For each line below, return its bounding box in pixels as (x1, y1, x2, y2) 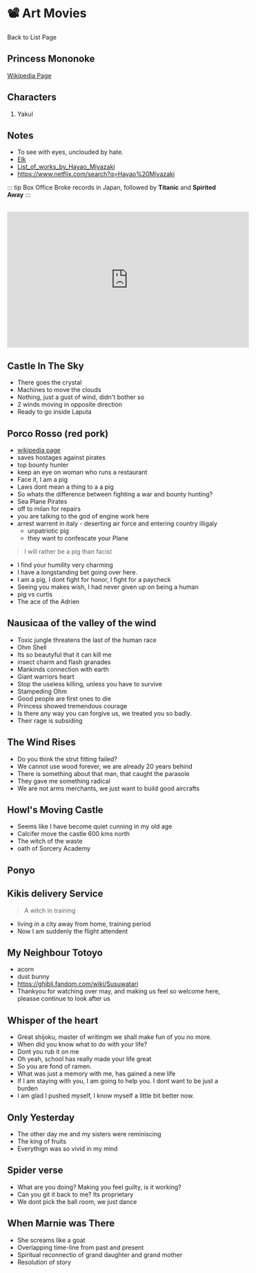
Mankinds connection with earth (17, 665, 109, 673)
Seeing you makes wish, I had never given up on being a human (17, 583, 199, 591)
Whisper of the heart (7, 1014, 99, 1026)
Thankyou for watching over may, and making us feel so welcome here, (17, 987, 221, 995)
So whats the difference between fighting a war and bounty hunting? (17, 490, 213, 498)
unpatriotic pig (27, 527, 69, 535)
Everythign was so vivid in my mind (17, 1145, 118, 1153)
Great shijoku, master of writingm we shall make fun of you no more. (17, 1033, 212, 1041)
